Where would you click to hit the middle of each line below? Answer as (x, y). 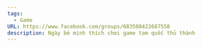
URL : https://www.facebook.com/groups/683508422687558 (89, 26)
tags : (15, 13)
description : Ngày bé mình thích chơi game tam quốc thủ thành (101, 33)
